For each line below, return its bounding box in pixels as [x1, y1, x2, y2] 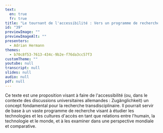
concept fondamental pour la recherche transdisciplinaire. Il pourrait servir [5, 103, 154, 108]
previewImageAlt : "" [5, 34, 47, 39]
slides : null [5, 70, 32, 75]
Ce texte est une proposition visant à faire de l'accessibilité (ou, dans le [5, 92, 148, 98]
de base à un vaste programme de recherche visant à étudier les [5, 107, 134, 114]
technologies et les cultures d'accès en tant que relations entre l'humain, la [5, 113, 155, 118]
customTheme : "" [5, 57, 38, 61]
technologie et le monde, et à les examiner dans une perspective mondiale [5, 118, 154, 124]
